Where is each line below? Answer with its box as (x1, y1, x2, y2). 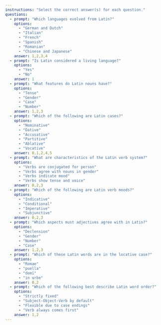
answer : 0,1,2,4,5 (14, 151, 52, 156)
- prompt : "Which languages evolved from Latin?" (9, 16, 114, 21)
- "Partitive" (18, 137, 48, 142)
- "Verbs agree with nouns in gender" (18, 169, 99, 174)
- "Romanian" (18, 44, 46, 49)
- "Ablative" (18, 141, 46, 147)
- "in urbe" (18, 275, 43, 280)
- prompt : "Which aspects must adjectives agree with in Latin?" (9, 220, 148, 225)
